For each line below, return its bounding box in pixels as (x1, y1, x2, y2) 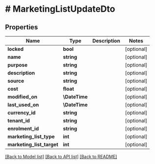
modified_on (7, 94, 38, 100)
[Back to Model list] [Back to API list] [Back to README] (5, 154, 117, 160)
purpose (7, 62, 28, 68)
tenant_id (7, 117, 30, 124)
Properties (5, 23, 38, 31)
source (7, 77, 24, 84)
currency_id (7, 109, 36, 116)
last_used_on (7, 101, 39, 108)
